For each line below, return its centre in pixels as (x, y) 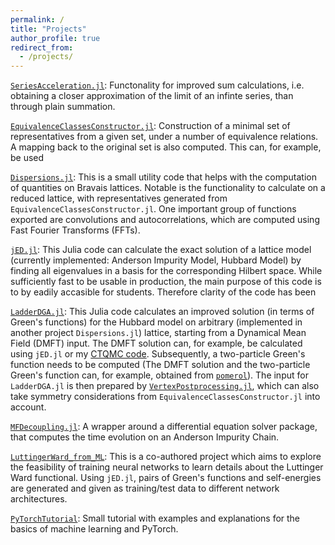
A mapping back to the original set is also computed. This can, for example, (166, 147)
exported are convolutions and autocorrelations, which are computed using (165, 220)
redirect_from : (42, 47)
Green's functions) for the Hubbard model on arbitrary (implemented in (156, 322)
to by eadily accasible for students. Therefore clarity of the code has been (163, 292)
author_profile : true (55, 38)
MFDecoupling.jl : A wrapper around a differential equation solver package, (164, 427)
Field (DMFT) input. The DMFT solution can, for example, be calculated (156, 343)
